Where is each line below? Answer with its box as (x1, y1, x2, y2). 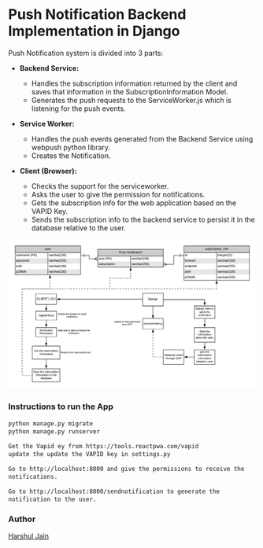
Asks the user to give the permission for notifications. (31, 189, 206, 199)
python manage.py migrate (8, 419, 93, 428)
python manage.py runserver (8, 427, 101, 436)
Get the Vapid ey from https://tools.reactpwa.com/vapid (8, 442, 199, 450)
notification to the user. (8, 495, 97, 503)
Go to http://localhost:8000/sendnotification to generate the (8, 487, 220, 495)
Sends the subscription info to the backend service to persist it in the (31, 215, 256, 224)
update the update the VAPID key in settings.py (8, 450, 171, 458)
